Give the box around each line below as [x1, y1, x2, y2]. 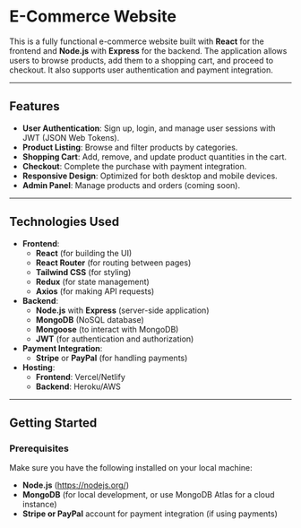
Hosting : [21, 361, 56, 373]
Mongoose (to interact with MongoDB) [35, 324, 179, 334]
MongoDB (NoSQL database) [35, 314, 145, 325]
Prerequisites [9, 442, 69, 454]
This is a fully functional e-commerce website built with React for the [9, 36, 264, 47]
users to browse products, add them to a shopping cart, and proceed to [9, 55, 274, 65]
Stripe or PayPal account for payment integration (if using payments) [21, 508, 278, 519]
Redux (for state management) [35, 276, 150, 287]
